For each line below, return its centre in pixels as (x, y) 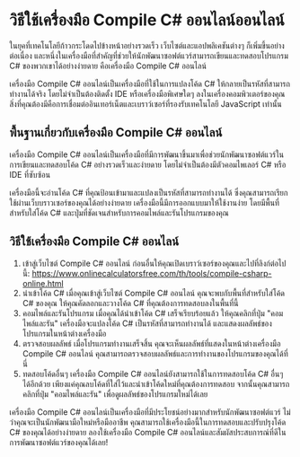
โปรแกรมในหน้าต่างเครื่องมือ (64, 333)
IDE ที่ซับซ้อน (30, 174)
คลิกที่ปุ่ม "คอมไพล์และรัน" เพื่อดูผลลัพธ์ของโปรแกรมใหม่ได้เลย (115, 394)
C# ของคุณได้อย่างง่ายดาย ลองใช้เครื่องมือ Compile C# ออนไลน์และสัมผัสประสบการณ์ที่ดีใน (148, 432)
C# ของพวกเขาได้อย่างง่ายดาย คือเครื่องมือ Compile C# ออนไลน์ (108, 66)
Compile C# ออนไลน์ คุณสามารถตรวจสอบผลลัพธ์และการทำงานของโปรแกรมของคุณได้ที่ (155, 353)
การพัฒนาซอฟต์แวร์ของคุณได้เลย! (59, 442)
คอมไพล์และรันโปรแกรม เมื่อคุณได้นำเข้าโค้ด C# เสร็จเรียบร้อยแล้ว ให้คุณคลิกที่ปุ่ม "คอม (153, 313)
